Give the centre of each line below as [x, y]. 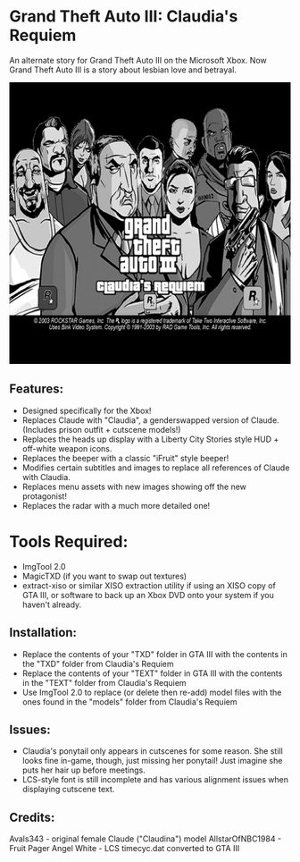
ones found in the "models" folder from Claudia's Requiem [129, 701]
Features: [37, 389]
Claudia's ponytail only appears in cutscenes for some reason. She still [152, 751]
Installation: [43, 633]
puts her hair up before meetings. [83, 770]
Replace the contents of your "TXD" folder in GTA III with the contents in [154, 654]
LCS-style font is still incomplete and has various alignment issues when [155, 780]
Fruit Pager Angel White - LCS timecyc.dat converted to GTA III [125, 849]
